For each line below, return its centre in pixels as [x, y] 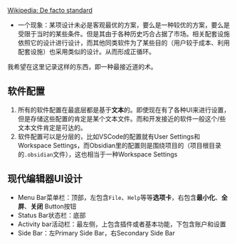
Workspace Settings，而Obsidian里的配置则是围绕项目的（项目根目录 [120, 145]
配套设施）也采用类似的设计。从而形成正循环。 [86, 52]
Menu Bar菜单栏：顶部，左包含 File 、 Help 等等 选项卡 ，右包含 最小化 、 [120, 197]
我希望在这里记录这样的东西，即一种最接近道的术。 [82, 67]
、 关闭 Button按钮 [50, 206]
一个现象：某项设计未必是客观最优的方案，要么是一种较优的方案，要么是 [123, 25]
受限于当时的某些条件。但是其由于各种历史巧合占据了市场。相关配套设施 [123, 34]
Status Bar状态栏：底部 [52, 215]
